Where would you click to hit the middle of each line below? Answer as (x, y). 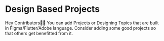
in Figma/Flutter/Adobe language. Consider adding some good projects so (81, 28)
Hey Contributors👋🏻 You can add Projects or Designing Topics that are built (82, 23)
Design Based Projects (52, 9)
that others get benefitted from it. (39, 33)
